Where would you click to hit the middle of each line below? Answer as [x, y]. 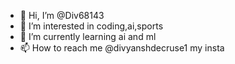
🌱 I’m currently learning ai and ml [88, 36]
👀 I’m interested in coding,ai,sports [91, 26]
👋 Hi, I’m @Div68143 [62, 15]
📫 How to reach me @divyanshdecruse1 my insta [122, 48]
